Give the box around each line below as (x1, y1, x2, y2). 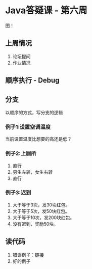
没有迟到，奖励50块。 (12, 221, 58, 227)
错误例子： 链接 (12, 252, 44, 258)
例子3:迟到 (5, 189, 31, 196)
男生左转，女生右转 (12, 169, 53, 175)
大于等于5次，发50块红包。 (12, 208, 70, 214)
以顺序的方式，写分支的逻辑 (5, 109, 63, 115)
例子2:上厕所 (5, 150, 36, 157)
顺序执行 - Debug (5, 76, 60, 85)
